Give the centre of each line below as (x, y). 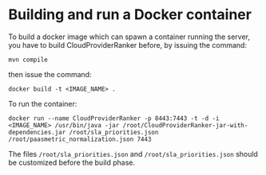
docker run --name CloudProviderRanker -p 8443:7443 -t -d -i (114, 118)
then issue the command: (50, 74)
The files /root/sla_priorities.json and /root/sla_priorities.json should (133, 154)
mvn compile (28, 60)
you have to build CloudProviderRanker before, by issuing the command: (128, 45)
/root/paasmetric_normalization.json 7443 (80, 139)
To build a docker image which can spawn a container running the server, (129, 37)
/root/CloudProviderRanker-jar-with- (185, 125)
